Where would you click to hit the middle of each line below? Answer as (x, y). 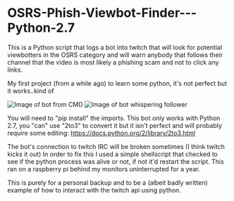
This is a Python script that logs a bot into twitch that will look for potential (115, 47)
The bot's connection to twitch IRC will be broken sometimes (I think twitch (116, 146)
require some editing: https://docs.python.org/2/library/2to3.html (101, 133)
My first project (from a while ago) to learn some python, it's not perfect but (117, 83)
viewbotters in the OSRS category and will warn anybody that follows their (115, 55)
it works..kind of (31, 91)
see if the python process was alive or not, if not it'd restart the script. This (116, 161)
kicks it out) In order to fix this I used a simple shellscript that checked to (113, 154)
